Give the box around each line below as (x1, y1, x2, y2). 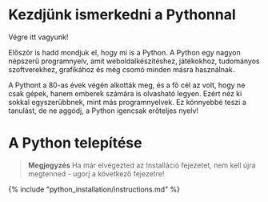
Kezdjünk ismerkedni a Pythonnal (8, 6, 236, 24)
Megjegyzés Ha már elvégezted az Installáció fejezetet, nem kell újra (27, 160, 256, 170)
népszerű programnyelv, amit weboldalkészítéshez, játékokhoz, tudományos (8, 56, 260, 66)
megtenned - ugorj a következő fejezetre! (27, 168, 165, 178)
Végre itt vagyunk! (8, 32, 69, 42)
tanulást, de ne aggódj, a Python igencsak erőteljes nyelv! (8, 106, 198, 115)
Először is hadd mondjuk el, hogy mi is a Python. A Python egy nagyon (8, 47, 242, 57)
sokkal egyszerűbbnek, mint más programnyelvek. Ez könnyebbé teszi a (8, 97, 246, 107)
